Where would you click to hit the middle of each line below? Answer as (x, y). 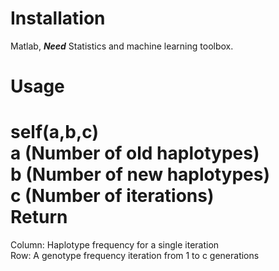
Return (39, 217)
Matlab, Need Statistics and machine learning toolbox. (122, 46)
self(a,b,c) (54, 132)
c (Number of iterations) (112, 196)
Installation (58, 18)
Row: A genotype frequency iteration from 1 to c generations (135, 256)
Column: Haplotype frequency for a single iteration (115, 245)
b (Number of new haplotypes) (140, 174)
